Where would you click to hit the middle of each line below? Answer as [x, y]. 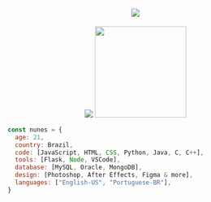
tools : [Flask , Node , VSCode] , [68, 160]
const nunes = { [35, 130]
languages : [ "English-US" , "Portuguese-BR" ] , [93, 183]
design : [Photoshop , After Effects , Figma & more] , [104, 175]
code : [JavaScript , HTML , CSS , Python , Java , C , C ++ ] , [110, 153]
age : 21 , [30, 137]
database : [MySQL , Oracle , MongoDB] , [79, 168]
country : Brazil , [44, 145]
